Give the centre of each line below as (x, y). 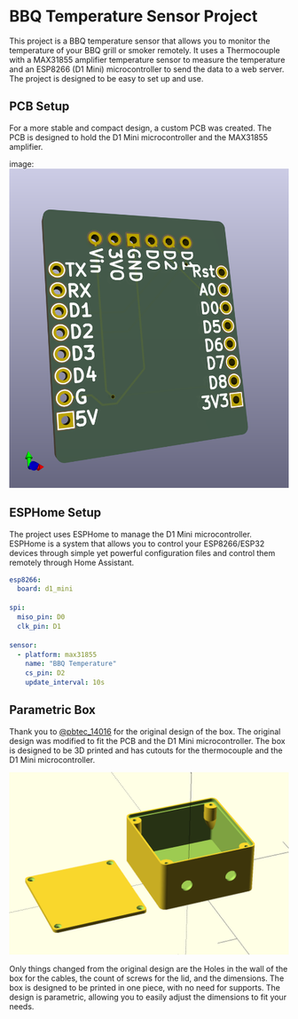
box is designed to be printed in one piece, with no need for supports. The (145, 987)
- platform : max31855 (57, 655)
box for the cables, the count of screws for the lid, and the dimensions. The (147, 978)
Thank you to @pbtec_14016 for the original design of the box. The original (145, 731)
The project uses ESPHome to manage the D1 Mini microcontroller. (131, 534)
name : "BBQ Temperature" (71, 664)
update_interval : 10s (65, 683)
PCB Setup (39, 107)
